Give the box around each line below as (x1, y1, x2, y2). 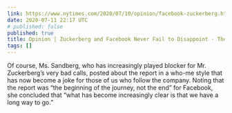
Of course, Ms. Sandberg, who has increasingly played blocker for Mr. (7, 62, 207, 69)
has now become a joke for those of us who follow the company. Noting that (7, 76, 224, 84)
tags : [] (7, 42, 32, 49)
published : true (7, 29, 54, 37)
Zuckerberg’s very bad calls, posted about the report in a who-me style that (7, 69, 223, 77)
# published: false (7, 23, 64, 30)
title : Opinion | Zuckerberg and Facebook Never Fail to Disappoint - (7, 36, 215, 43)
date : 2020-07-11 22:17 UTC (7, 17, 88, 24)
